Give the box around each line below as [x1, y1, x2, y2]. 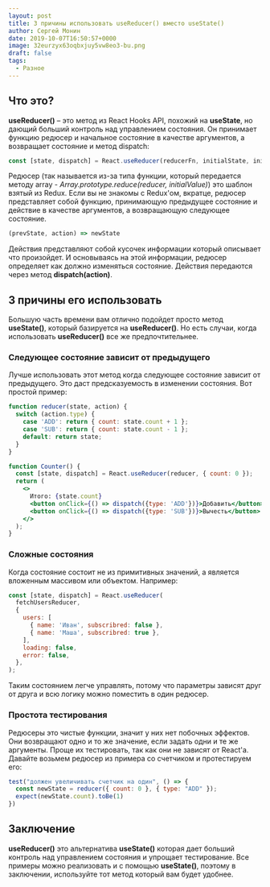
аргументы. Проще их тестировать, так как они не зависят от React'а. [8, 744, 249, 754]
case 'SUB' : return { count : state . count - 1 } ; [22, 425, 189, 433]
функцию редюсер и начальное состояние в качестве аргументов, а [8, 132, 245, 142]
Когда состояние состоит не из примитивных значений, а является [8, 567, 239, 577]
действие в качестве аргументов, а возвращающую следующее [8, 205, 231, 215]
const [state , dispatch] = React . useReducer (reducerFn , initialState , [8, 156, 250, 165]
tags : [8, 57, 27, 65]
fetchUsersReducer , [15, 599, 81, 607]
